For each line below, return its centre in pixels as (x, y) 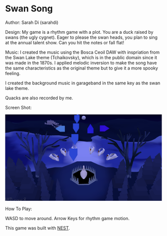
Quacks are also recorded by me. (39, 98)
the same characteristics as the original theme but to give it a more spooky (82, 68)
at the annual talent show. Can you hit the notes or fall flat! (65, 42)
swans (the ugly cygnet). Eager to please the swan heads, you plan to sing (82, 37)
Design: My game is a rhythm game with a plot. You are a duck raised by (79, 32)
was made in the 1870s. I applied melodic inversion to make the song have (81, 63)
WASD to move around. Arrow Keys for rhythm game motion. (67, 218)
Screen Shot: (18, 107)
